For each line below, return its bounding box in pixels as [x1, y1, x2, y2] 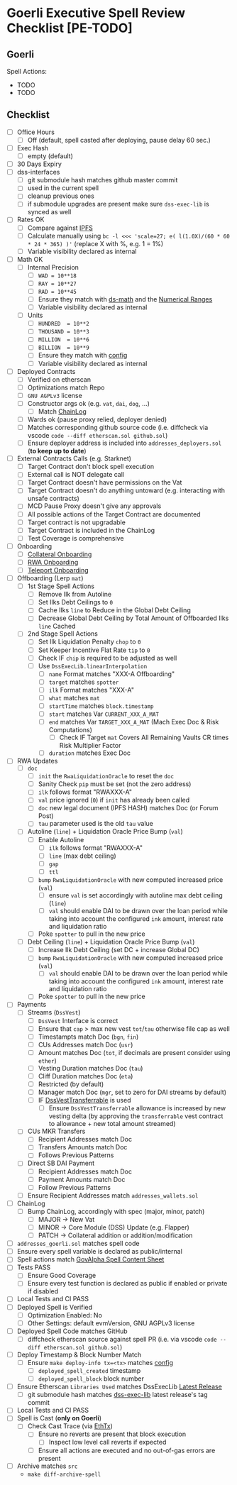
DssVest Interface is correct [38, 1016, 118, 1025]
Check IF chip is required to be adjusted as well [38, 653, 177, 662]
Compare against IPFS [27, 223, 94, 232]
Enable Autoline [38, 835, 84, 844]
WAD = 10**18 [38, 272, 77, 280]
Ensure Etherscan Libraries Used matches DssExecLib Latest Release [16, 1382, 223, 1391]
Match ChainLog [38, 407, 87, 416]
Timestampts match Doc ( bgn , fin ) [38, 1032, 139, 1041]
